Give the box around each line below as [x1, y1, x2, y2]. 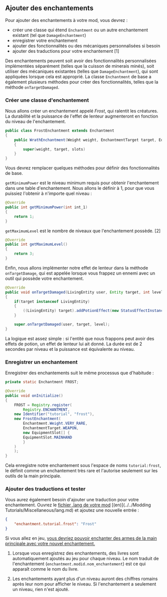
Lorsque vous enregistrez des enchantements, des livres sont [12, 550, 139, 556]
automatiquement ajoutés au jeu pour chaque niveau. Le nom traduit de [12, 556, 159, 562]
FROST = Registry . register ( [14, 402, 72, 408]
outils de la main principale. [5, 473, 62, 479]
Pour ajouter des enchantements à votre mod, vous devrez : [5, 17, 128, 23]
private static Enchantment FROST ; [5, 380, 79, 385]
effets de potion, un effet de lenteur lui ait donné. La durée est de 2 [5, 341, 143, 347]
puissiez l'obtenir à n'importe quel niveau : [5, 190, 92, 196]
